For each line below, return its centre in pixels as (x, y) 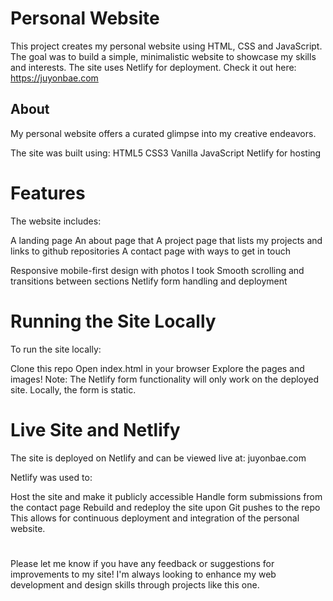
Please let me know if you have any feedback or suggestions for (142, 563)
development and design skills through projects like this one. (135, 584)
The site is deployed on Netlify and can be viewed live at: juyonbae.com (158, 458)
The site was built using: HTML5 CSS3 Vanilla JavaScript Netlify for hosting (166, 153)
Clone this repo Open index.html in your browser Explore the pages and (157, 368)
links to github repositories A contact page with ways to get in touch (151, 251)
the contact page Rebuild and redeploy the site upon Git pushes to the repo (165, 507)
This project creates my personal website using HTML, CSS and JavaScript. (166, 46)
